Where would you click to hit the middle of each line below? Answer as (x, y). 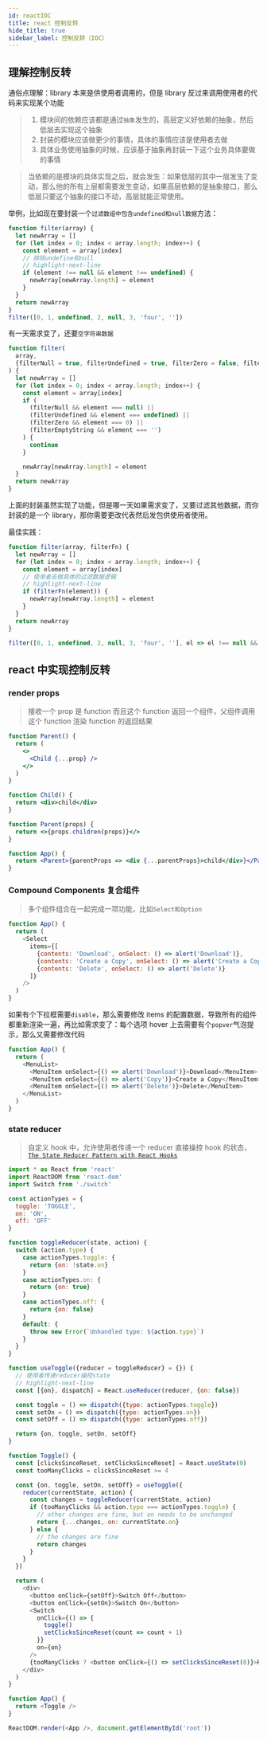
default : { (41, 1324)
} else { (44, 1529)
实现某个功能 (43, 103)
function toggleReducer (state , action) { (78, 1243)
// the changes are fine (78, 1537)
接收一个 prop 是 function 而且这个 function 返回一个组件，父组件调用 (141, 711)
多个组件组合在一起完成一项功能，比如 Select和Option (115, 909)
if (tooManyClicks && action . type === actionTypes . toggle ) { (133, 1507)
